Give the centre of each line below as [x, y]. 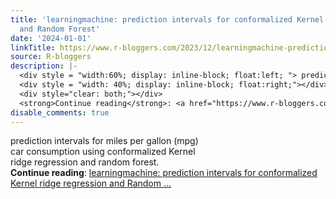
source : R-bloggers [51, 57]
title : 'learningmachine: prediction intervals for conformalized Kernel [167, 19]
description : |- [44, 66]
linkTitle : [33, 47]
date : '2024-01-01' [51, 38]
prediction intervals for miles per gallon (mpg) [104, 141]
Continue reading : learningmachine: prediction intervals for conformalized [164, 173]
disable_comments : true [60, 112]
